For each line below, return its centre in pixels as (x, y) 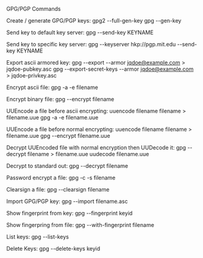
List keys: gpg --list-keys (37, 237)
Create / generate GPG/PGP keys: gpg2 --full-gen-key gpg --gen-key (94, 20)
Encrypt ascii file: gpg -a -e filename (52, 87)
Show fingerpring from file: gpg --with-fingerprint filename (80, 225)
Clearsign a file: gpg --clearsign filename (58, 189)
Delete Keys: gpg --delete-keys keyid (53, 249)
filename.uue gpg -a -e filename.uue (52, 117)
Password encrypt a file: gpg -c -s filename (61, 177)
